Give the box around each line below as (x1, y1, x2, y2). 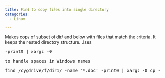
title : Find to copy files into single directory (5, 7, 109, 12)
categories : (5, 12, 29, 17)
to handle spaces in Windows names (5, 58, 91, 64)
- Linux (9, 16, 26, 21)
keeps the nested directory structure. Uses (5, 39, 92, 45)
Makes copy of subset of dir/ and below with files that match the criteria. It (5, 34, 156, 40)
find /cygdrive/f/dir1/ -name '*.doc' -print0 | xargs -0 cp (5, 68, 156, 74)
